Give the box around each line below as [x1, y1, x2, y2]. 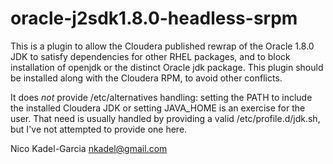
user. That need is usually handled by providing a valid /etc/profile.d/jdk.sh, [10, 112, 321, 124]
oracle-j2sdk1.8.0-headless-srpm [10, 7, 298, 30]
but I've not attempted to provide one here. [10, 123, 188, 135]
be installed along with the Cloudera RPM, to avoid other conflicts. [10, 72, 283, 84]
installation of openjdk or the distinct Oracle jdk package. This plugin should [10, 61, 324, 73]
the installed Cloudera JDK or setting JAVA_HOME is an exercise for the [10, 102, 306, 114]
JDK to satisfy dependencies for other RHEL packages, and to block [10, 50, 291, 62]
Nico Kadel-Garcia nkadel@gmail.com [10, 142, 168, 154]
